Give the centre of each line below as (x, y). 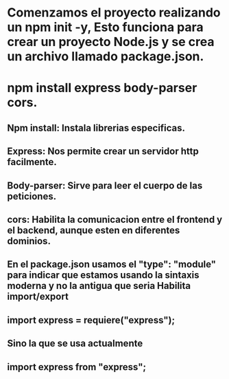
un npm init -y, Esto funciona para (105, 27)
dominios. (29, 241)
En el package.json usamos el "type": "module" (112, 264)
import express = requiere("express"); (91, 320)
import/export (38, 297)
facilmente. (32, 162)
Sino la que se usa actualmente (75, 344)
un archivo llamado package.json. (106, 57)
